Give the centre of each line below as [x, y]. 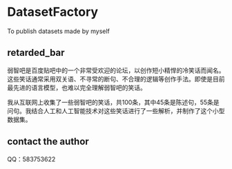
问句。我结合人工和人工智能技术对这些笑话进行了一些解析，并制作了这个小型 [116, 110]
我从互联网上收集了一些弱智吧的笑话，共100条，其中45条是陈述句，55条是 [113, 102]
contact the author [48, 142]
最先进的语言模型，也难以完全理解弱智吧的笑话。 [77, 88]
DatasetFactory [53, 12]
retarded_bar [36, 53]
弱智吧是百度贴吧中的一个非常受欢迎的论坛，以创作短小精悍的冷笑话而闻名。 [116, 70]
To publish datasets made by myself [59, 31]
